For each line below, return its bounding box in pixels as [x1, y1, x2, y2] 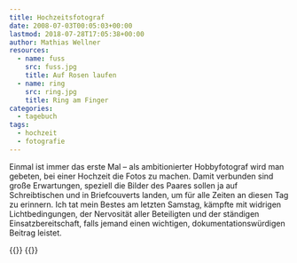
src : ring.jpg [25, 87, 77, 96]
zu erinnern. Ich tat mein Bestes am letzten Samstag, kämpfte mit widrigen [9, 199, 282, 210]
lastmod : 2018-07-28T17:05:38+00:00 [9, 29, 145, 38]
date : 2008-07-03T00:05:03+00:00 [9, 21, 133, 30]
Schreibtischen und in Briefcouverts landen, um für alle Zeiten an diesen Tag [9, 189, 289, 200]
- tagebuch [17, 112, 58, 121]
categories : [9, 104, 53, 113]
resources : [9, 46, 50, 55]
